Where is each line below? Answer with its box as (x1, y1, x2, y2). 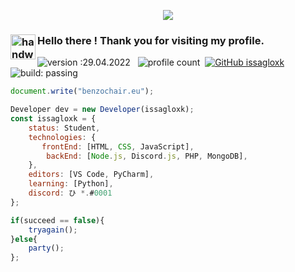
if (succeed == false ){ (10, 215, 105, 225)
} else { (10, 234, 38, 244)
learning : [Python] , (28, 179, 114, 189)
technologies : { (28, 132, 97, 142)
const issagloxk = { (10, 114, 97, 124)
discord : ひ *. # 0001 (28, 188, 113, 199)
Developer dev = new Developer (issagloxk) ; (10, 105, 195, 115)
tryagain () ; (28, 225, 78, 235)
